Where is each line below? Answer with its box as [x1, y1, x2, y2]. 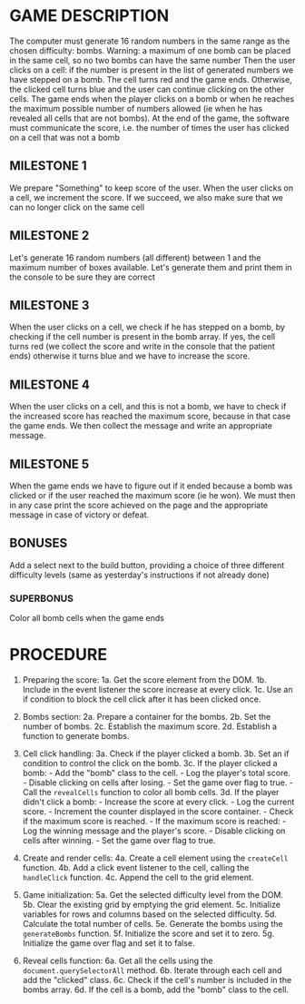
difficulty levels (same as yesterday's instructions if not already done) [9, 569, 270, 580]
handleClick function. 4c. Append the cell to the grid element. [22, 872, 254, 883]
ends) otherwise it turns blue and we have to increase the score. [9, 350, 251, 361]
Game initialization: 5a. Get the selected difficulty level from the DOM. [22, 890, 284, 901]
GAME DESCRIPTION [9, 5, 170, 26]
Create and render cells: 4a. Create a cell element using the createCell [22, 852, 289, 863]
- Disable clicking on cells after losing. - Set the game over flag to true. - [22, 777, 293, 788]
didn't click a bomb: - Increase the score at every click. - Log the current [22, 796, 295, 808]
